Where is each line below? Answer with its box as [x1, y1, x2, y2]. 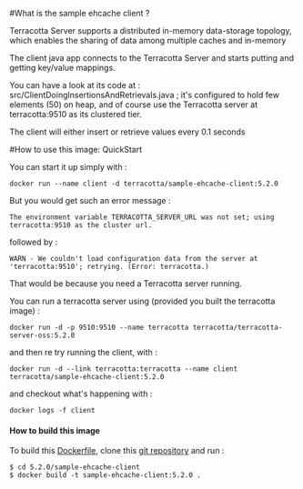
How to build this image [9, 424, 100, 435]
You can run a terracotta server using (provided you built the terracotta [9, 295, 276, 306]
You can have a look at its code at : [9, 80, 141, 90]
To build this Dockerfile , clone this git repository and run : [9, 445, 225, 456]
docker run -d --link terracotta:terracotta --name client [9, 364, 238, 374]
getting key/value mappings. [9, 63, 116, 73]
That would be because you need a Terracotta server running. [9, 278, 243, 289]
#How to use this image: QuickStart [9, 145, 143, 155]
